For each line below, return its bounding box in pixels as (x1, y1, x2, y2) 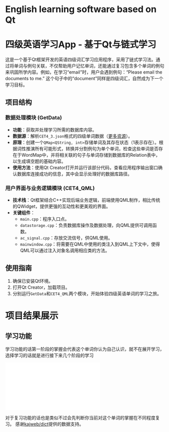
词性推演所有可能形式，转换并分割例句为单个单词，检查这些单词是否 (17, 145, 159, 152)
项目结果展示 (5, 310, 59, 322)
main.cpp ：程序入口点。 (20, 216, 70, 222)
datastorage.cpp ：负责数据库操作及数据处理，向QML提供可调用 (20, 222, 153, 228)
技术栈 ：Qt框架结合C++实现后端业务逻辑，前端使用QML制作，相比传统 (12, 197, 160, 203)
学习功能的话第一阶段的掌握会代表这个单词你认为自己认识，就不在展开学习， (5, 346, 164, 352)
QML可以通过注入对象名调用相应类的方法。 (20, 248, 110, 254)
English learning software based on (5, 4, 157, 15)
